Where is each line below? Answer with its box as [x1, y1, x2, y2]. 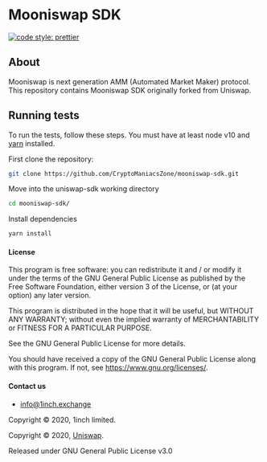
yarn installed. [8, 138, 55, 148]
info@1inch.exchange [19, 399, 92, 409]
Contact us [8, 381, 47, 390]
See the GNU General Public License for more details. [8, 339, 187, 349]
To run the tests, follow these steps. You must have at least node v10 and [8, 130, 251, 140]
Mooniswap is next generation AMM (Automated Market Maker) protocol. [8, 76, 251, 86]
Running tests [8, 108, 80, 122]
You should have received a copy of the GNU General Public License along [8, 354, 256, 364]
